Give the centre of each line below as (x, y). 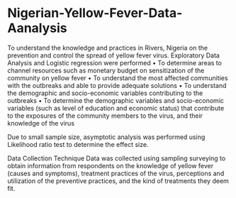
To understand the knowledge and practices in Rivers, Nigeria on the (107, 48)
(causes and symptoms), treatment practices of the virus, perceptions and (116, 173)
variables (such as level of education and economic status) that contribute (116, 108)
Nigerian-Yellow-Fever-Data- (95, 13)
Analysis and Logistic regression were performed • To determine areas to (114, 62)
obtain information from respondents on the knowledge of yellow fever (111, 165)
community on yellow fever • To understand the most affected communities (118, 78)
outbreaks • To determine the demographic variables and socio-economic (116, 100)
